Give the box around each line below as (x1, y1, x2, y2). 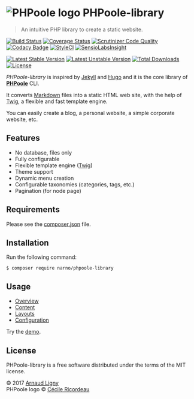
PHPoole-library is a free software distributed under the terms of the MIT (6, 361, 186, 368)
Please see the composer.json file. (6, 220, 91, 228)
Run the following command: (6, 253, 77, 261)
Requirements (6, 204, 60, 215)
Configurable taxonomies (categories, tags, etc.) (14, 180, 135, 188)
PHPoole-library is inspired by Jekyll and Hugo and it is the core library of (6, 73, 188, 80)
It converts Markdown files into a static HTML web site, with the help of (6, 91, 182, 98)
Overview (14, 297, 39, 305)
